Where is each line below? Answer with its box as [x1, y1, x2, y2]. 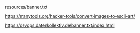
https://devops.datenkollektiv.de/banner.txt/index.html [5, 22, 115, 28]
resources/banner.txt [5, 4, 47, 10]
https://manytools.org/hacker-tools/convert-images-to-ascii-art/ [5, 13, 136, 19]
